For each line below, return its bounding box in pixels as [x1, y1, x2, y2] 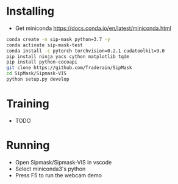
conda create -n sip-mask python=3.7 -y [6, 36, 111, 42]
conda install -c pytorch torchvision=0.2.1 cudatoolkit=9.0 [6, 48, 165, 54]
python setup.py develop [6, 76, 69, 83]
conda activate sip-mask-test [6, 42, 84, 48]
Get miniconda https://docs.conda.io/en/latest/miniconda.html [15, 24, 172, 32]
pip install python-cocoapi [6, 59, 78, 65]
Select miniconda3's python [15, 165, 86, 172]
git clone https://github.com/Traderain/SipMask [6, 65, 132, 71]
